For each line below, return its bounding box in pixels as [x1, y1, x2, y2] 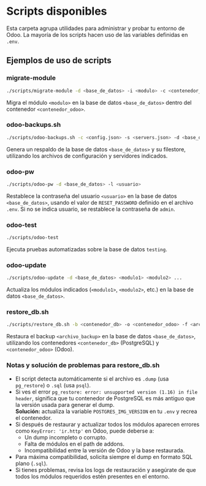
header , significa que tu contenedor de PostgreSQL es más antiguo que [15, 394, 196, 402]
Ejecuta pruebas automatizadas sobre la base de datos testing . [6, 246, 167, 253]
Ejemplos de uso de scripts [6, 55, 112, 66]
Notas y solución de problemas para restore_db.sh [6, 361, 160, 370]
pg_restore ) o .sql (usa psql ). [15, 381, 91, 389]
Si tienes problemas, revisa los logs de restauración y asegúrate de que [15, 466, 196, 473]
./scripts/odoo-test [6, 235, 59, 241]
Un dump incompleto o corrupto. [24, 433, 107, 441]
